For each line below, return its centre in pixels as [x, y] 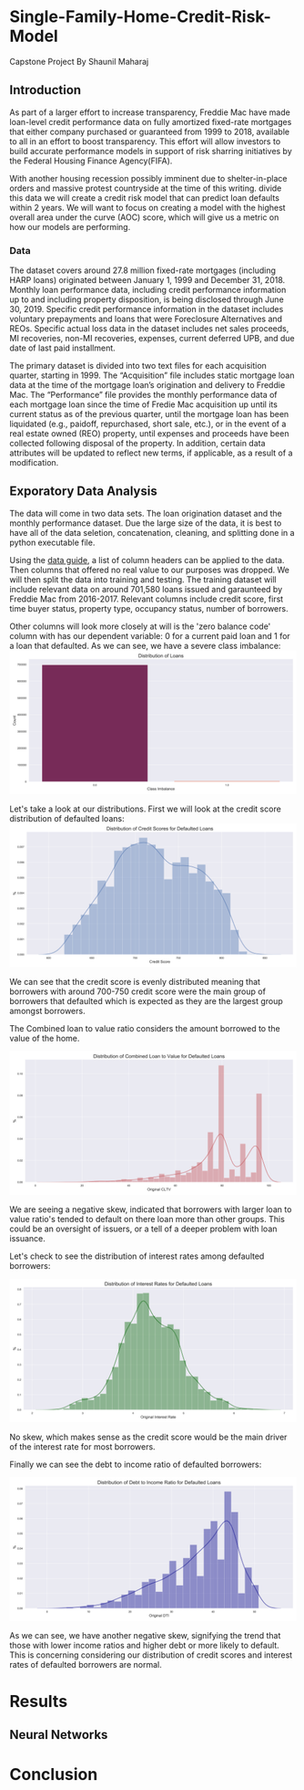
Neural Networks [59, 1735]
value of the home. [45, 1038]
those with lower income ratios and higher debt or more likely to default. [144, 1645]
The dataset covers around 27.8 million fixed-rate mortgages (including [142, 270]
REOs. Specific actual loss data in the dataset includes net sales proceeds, [149, 329]
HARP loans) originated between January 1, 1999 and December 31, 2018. [147, 280]
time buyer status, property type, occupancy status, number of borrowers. [149, 608]
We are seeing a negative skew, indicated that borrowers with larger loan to [151, 1209]
